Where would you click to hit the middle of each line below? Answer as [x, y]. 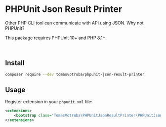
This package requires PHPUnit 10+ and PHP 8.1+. [56, 38]
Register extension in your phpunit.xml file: [49, 102]
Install [15, 63]
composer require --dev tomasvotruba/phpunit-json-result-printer [75, 74]
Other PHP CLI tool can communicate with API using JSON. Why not [75, 23]
